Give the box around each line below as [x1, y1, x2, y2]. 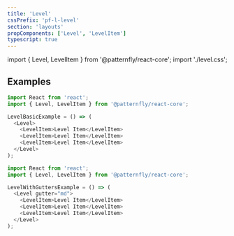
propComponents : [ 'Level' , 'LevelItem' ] [7, 29, 127, 37]
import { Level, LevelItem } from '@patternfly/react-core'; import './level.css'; [7, 55, 228, 64]
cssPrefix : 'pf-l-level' [7, 17, 80, 24]
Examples [7, 75, 51, 87]
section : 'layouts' [7, 23, 64, 30]
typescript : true [7, 36, 58, 43]
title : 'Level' [7, 10, 52, 17]
